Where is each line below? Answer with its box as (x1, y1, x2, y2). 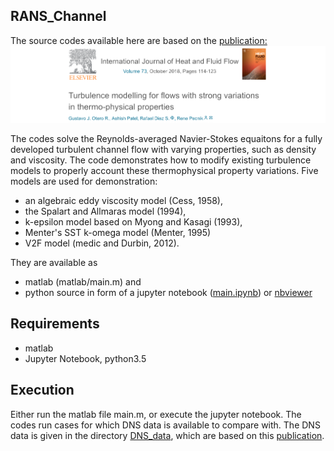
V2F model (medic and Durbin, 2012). (24, 237, 180, 249)
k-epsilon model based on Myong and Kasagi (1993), (24, 215, 243, 228)
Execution (10, 382, 75, 399)
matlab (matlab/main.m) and (24, 275, 142, 288)
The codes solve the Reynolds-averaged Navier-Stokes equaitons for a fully (10, 132, 323, 144)
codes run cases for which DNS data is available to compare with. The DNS (10, 419, 321, 431)
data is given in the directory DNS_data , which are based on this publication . (10, 429, 325, 441)
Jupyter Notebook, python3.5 (24, 352, 147, 364)
